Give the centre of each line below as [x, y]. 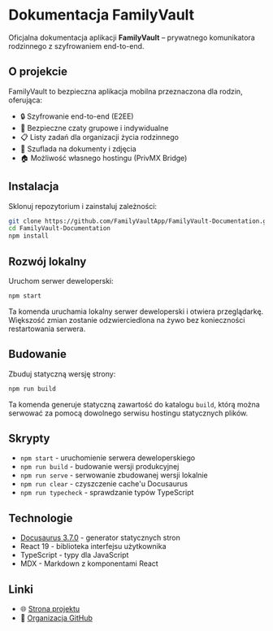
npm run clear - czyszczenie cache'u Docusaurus [104, 484]
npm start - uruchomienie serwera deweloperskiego [108, 458]
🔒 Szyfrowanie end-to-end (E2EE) [77, 116]
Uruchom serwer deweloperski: [61, 281]
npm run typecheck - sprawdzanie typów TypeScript [107, 493]
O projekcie [38, 72]
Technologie [41, 518]
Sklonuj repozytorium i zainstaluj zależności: [82, 206]
